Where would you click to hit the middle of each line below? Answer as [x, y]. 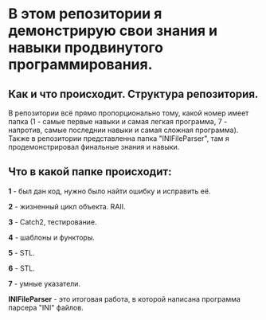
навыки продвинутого [86, 48]
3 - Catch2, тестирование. [53, 222]
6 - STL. [22, 268]
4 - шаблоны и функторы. [52, 237]
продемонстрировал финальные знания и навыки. [94, 147]
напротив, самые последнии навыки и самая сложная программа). [123, 130]
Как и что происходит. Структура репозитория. [133, 94]
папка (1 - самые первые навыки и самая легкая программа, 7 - [118, 121]
